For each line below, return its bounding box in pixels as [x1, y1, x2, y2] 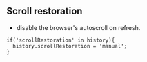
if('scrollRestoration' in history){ [6, 37, 115, 44]
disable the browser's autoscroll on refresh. [16, 23, 141, 31]
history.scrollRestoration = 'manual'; [12, 42, 128, 50]
